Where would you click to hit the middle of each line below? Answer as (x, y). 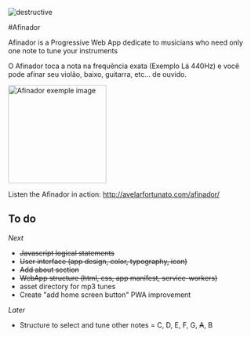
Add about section (49, 270)
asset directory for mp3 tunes (67, 286)
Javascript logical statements (67, 253)
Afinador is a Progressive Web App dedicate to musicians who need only (125, 42)
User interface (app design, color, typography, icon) (104, 261)
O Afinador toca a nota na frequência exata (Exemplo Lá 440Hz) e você (124, 66)
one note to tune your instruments (63, 51)
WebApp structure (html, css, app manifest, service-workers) (118, 277)
